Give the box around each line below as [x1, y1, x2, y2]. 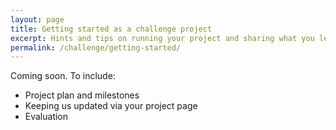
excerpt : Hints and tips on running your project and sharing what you [10, 33, 315, 43]
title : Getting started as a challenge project [10, 24, 213, 34]
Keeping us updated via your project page [24, 100, 198, 112]
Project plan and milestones [24, 89, 140, 101]
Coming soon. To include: [10, 70, 116, 82]
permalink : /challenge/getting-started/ [10, 42, 182, 53]
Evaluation [24, 111, 69, 123]
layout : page [10, 14, 65, 25]
